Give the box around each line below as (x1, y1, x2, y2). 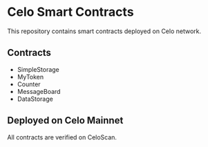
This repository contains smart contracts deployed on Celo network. (7, 27, 202, 35)
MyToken (17, 72, 44, 81)
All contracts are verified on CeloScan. (7, 133, 117, 141)
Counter (17, 80, 41, 88)
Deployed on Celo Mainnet (7, 115, 124, 126)
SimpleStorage (17, 65, 60, 73)
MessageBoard (17, 87, 61, 95)
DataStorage (17, 95, 53, 103)
